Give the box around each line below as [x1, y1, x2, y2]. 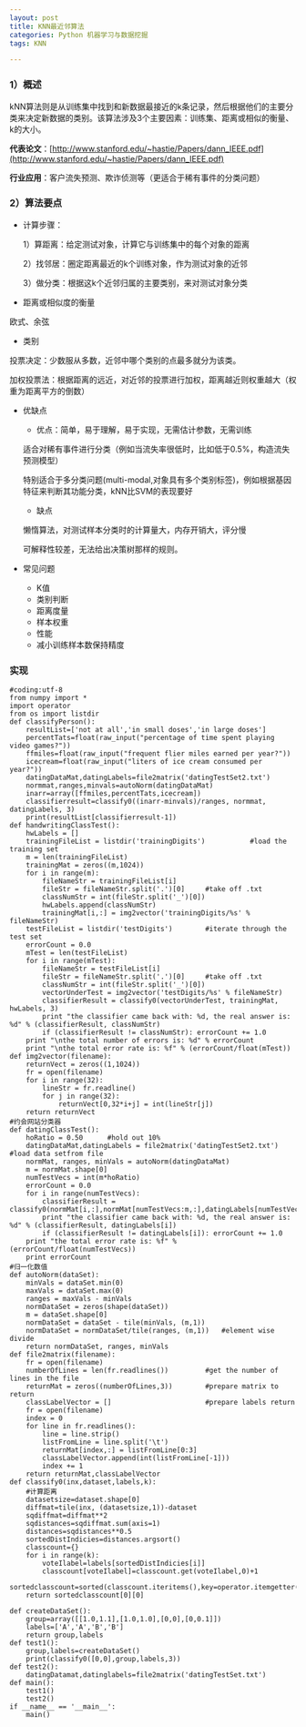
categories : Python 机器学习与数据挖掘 [9, 30, 148, 39]
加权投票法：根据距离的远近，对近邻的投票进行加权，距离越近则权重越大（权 [9, 374, 297, 385]
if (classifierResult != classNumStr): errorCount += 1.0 [42, 1028, 267, 1038]
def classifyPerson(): [9, 717, 96, 726]
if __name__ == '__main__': [9, 1702, 117, 1712]
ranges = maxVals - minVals [25, 1295, 132, 1304]
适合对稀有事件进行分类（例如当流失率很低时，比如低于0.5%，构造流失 [22, 443, 291, 454]
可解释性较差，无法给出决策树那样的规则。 [22, 543, 183, 554]
